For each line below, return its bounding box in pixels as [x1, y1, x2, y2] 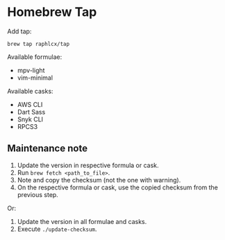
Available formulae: [7, 53, 62, 61]
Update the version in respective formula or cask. [17, 161, 159, 169]
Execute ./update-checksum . [17, 225, 97, 233]
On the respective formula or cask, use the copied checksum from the [17, 183, 219, 191]
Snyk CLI [17, 115, 44, 123]
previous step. [17, 190, 59, 198]
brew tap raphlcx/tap [7, 40, 70, 47]
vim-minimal [17, 74, 53, 82]
